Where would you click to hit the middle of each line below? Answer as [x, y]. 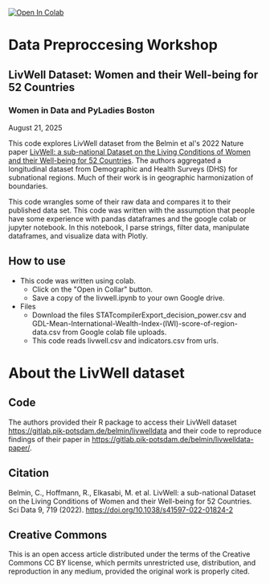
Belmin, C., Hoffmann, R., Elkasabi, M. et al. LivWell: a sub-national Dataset [132, 492]
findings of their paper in [49, 439]
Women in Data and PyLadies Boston [82, 110]
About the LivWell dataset [96, 373]
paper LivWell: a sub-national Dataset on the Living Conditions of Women [130, 151]
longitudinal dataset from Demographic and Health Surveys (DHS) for [123, 168]
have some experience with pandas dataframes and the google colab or [127, 218]
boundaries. [28, 186]
